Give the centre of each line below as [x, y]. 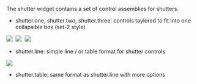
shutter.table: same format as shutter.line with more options [90, 75]
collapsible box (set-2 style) [50, 27]
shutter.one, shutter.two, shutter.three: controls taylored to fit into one [103, 20]
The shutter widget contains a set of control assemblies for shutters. [93, 9]
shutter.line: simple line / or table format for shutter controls [90, 51]
